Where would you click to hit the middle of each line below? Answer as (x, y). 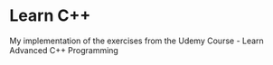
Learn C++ (50, 16)
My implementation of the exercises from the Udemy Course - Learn (136, 41)
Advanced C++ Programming (64, 50)
